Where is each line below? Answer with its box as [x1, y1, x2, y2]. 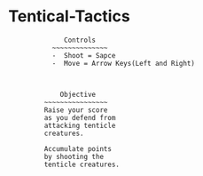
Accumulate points [43, 144, 113, 153]
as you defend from [43, 113, 116, 122]
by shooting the [43, 152, 104, 161]
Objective [59, 90, 97, 99]
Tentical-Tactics [8, 6, 130, 27]
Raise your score [43, 105, 108, 115]
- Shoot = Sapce [51, 51, 116, 60]
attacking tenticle [43, 121, 116, 130]
